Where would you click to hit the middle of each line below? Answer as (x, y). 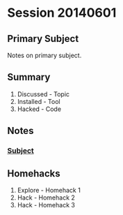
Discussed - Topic (43, 94)
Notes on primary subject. (44, 55)
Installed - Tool (39, 101)
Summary (29, 77)
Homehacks (34, 173)
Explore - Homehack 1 (49, 190)
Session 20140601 (62, 13)
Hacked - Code (39, 109)
